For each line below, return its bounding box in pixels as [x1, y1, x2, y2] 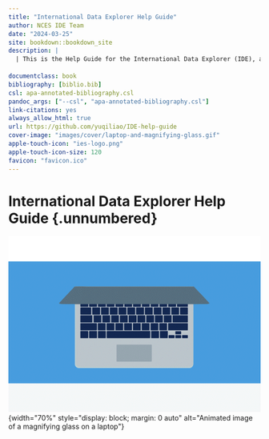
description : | [8, 46, 59, 55]
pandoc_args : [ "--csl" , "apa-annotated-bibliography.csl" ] [8, 97, 210, 106]
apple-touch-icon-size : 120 [8, 148, 102, 156]
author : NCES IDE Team [8, 21, 84, 30]
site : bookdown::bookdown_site [8, 38, 113, 46]
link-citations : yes [8, 106, 78, 114]
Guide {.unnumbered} [8, 209, 158, 228]
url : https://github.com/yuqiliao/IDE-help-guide [8, 123, 178, 131]
